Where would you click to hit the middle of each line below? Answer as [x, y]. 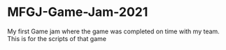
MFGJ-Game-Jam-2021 [78, 12]
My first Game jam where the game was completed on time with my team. [114, 31]
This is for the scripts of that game [57, 38]
